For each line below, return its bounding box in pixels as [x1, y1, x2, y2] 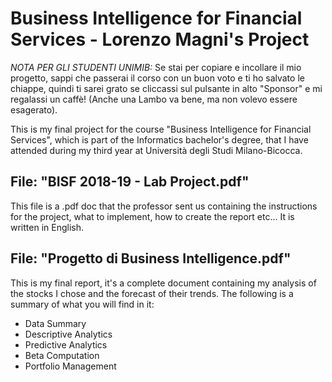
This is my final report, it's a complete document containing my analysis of [10, 277, 317, 289]
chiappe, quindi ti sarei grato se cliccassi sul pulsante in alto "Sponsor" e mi [10, 82, 323, 94]
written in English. [10, 221, 85, 233]
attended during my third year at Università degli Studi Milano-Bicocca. [10, 144, 303, 156]
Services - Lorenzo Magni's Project [10, 28, 310, 51]
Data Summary [24, 317, 87, 329]
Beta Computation [24, 349, 100, 361]
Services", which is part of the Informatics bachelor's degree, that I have [10, 133, 309, 146]
